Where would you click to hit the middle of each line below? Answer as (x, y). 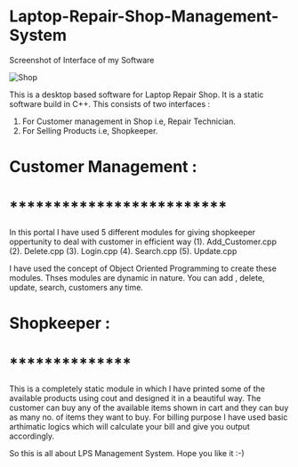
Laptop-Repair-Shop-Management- (144, 16)
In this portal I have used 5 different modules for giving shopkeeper (133, 233)
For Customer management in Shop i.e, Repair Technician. (129, 121)
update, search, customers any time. (77, 288)
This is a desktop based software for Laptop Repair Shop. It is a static (137, 94)
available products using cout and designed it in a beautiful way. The (135, 398)
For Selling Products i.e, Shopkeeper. (90, 130)
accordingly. (32, 436)
